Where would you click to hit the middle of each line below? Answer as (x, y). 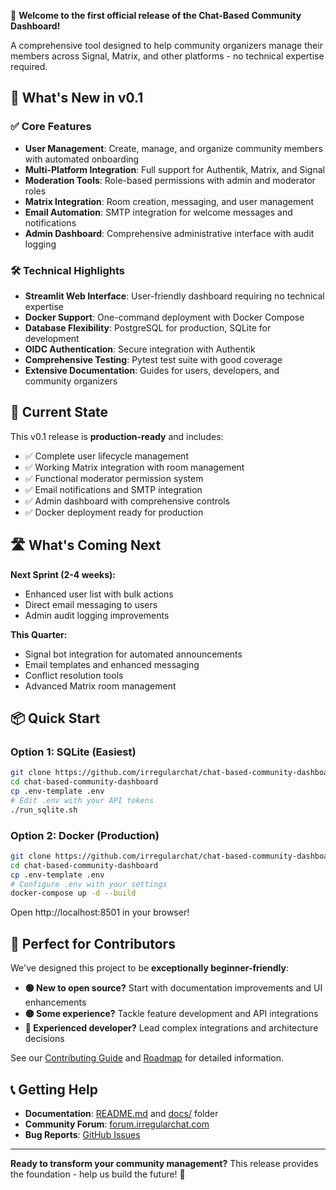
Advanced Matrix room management (100, 686)
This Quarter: (39, 634)
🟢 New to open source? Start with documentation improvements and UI (173, 988)
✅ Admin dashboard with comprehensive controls (127, 501)
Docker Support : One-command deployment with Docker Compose (164, 317)
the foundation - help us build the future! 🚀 (98, 1174)
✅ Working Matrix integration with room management (134, 467)
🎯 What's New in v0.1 (77, 98)
